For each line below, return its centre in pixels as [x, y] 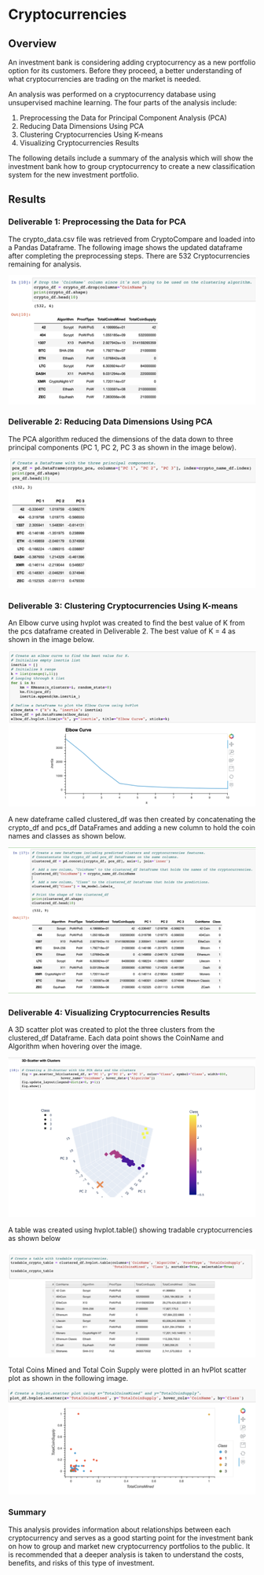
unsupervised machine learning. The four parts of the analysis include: [123, 103]
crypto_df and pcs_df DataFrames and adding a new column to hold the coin [132, 828]
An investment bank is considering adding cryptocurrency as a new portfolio [132, 62]
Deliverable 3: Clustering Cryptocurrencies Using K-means [123, 605]
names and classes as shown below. [67, 836]
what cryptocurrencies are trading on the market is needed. [105, 79]
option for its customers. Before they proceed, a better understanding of [125, 71]
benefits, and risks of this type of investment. [81, 1562]
